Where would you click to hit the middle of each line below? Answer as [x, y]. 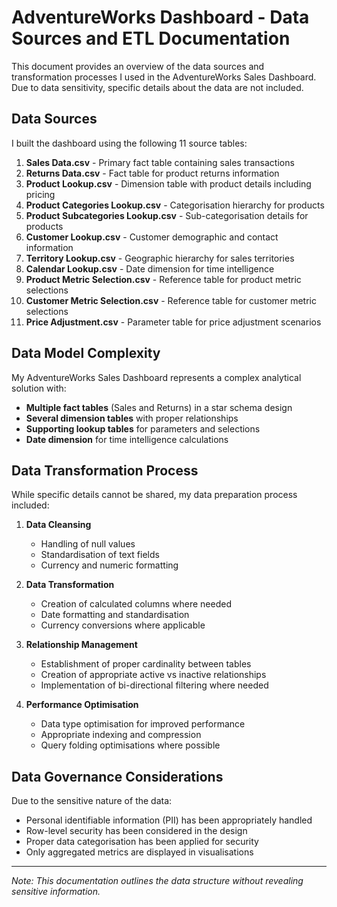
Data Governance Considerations [117, 776]
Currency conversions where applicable [123, 625]
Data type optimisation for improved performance [143, 724]
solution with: [39, 388]
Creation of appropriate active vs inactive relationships [153, 675]
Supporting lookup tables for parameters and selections [143, 428]
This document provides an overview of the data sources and [138, 66]
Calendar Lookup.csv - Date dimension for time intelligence [150, 268]
